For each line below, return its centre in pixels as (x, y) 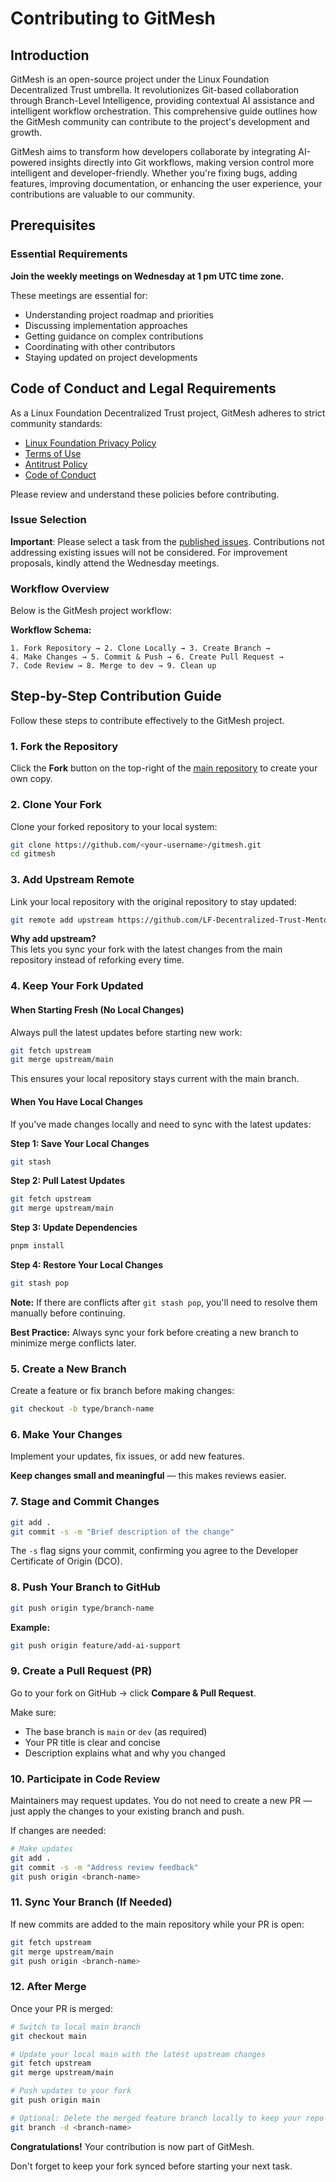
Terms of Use (53, 453)
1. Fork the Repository (64, 746)
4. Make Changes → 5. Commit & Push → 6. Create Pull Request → (147, 657)
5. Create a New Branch (68, 1369)
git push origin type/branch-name (82, 1608)
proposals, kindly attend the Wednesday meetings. (115, 563)
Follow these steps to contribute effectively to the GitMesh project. (147, 720)
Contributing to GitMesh (113, 18)
